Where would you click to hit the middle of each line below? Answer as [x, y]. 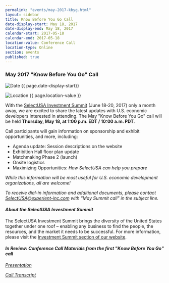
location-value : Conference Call [40, 43]
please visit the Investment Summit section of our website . [66, 237]
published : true [22, 57]
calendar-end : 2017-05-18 [32, 38]
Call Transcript [21, 275]
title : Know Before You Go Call [39, 19]
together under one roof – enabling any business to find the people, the [79, 226]
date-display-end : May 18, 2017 [39, 29]
